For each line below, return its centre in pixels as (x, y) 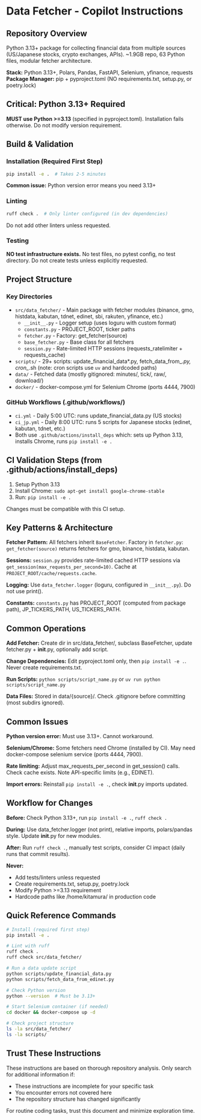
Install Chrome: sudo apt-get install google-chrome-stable (90, 491)
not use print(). (25, 591)
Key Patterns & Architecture (60, 528)
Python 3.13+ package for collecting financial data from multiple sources (96, 48)
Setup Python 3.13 (37, 484)
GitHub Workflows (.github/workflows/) (66, 402)
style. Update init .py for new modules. (54, 835)
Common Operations (46, 629)
